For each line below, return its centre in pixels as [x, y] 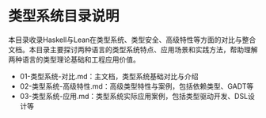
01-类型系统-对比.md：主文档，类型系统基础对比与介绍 [109, 76]
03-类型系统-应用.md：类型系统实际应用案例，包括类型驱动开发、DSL [134, 96]
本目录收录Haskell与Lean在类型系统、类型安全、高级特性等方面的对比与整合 [132, 40]
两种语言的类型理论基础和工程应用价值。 [74, 59]
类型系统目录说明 [64, 16]
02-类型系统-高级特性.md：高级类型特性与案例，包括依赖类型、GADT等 [137, 86]
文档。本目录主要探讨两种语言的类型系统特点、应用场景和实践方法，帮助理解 [133, 49]
